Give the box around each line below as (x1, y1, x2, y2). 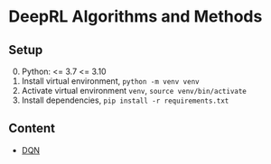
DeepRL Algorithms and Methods (8, 6, 263, 27)
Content (8, 121, 56, 136)
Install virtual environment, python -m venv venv (21, 76, 200, 87)
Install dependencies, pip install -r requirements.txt (21, 95, 229, 105)
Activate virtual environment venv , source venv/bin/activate (21, 86, 248, 96)
